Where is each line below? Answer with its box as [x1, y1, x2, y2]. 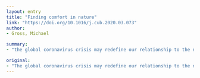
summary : [6, 41, 28, 47]
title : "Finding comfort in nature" [6, 14, 97, 20]
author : [6, 25, 26, 31]
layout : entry [6, 8, 42, 15]
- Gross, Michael [6, 31, 49, 37]
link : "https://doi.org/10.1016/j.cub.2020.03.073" [6, 19, 137, 25]
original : [6, 57, 31, 63]
